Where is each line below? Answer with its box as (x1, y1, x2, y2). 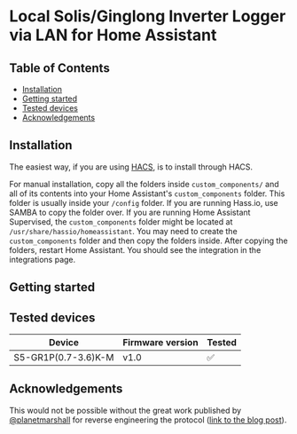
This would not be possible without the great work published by (9, 405, 242, 415)
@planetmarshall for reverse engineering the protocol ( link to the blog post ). (9, 414, 287, 425)
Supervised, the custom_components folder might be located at (9, 216, 233, 227)
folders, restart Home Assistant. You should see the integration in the (9, 244, 262, 255)
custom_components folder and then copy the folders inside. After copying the (9, 235, 288, 246)
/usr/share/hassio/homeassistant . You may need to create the (9, 225, 238, 236)
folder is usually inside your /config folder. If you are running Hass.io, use (9, 197, 279, 208)
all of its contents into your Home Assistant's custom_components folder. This (9, 188, 285, 199)
